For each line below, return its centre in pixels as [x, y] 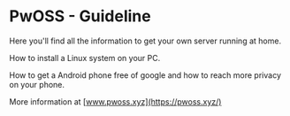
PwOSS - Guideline [80, 16]
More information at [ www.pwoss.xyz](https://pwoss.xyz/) [115, 101]
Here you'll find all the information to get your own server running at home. [145, 41]
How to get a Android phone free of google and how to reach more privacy [145, 75]
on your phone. [37, 84]
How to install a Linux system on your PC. [85, 58]
